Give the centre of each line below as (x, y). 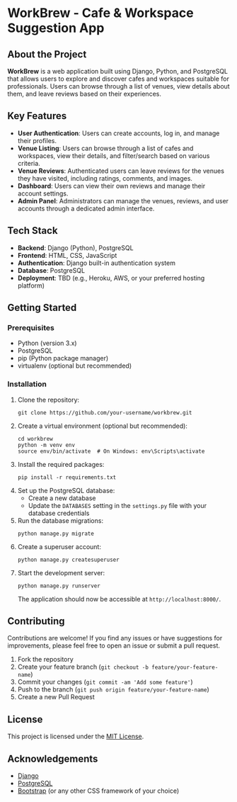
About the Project (47, 54)
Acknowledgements (53, 758)
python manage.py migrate (56, 533)
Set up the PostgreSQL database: (66, 490)
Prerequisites (31, 327)
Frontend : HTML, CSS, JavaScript (67, 255)
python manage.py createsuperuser (68, 560)
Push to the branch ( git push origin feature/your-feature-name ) (114, 689)
